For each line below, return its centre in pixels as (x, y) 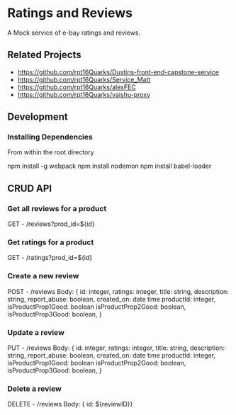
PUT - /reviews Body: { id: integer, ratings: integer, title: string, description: (116, 348)
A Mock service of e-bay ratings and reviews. (74, 33)
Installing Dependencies (50, 137)
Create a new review (43, 276)
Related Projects (44, 55)
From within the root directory (51, 152)
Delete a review (34, 389)
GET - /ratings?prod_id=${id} (50, 258)
